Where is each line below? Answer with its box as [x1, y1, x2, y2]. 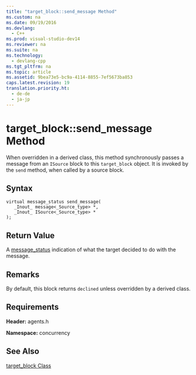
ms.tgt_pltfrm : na [6, 63, 51, 70]
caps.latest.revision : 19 [6, 80, 69, 86]
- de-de [11, 91, 31, 97]
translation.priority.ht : [6, 85, 69, 91]
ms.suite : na [6, 47, 38, 53]
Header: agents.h [6, 318, 49, 325]
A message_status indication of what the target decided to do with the [6, 246, 177, 254]
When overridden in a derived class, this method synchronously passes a [6, 154, 184, 161]
